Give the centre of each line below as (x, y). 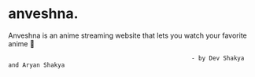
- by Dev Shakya (218, 58)
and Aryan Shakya (37, 65)
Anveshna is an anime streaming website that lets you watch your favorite (128, 35)
